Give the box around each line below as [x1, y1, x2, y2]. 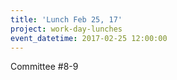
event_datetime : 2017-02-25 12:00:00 [10, 33, 168, 43]
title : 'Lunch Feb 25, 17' [10, 14, 123, 25]
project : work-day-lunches [10, 24, 123, 34]
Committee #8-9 [10, 61, 79, 73]
